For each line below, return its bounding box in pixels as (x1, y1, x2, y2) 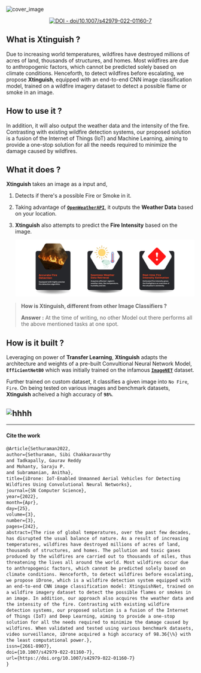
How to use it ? (6, 106, 62, 116)
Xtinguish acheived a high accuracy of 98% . (6, 391, 114, 398)
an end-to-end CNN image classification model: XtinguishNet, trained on (6, 584, 194, 590)
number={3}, (6, 518, 36, 524)
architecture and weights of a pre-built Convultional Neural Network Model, (6, 360, 193, 368)
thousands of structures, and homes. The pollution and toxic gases (6, 548, 181, 554)
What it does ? (6, 165, 61, 175)
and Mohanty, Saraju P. (6, 464, 66, 470)
